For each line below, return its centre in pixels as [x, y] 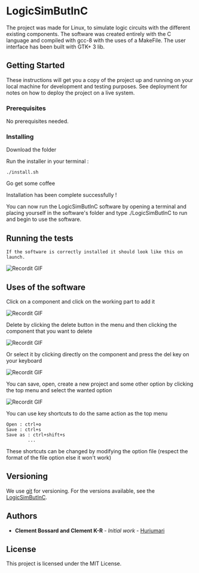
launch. [16, 257]
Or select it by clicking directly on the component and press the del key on [98, 354]
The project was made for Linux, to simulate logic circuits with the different [98, 28]
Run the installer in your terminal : [48, 161]
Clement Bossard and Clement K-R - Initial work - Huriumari [90, 530]
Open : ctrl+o [24, 424]
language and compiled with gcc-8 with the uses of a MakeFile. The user [96, 40]
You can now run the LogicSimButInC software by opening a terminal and [97, 207]
